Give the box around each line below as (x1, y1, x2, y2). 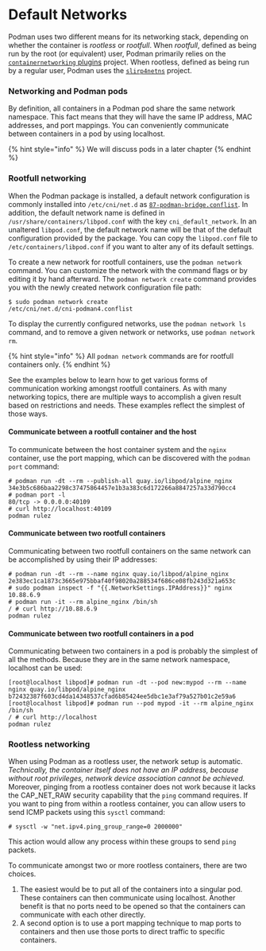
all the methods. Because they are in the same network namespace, (8, 655, 230, 665)
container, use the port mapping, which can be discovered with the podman (8, 453, 251, 462)
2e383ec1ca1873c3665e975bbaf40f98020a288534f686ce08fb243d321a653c (8, 577, 237, 585)
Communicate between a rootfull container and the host (8, 427, 197, 437)
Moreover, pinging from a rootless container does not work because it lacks (8, 782, 256, 792)
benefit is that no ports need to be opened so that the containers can (19, 902, 246, 911)
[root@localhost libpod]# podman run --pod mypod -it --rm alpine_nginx (8, 700, 254, 707)
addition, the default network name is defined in (8, 208, 165, 217)
